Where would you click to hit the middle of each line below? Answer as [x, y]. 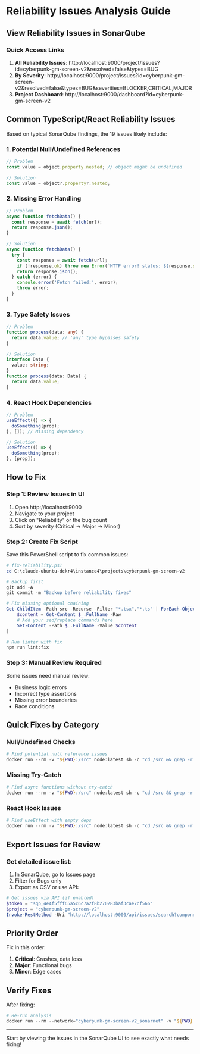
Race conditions [35, 706]
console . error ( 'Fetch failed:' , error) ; [68, 283]
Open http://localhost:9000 [48, 507]
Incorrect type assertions [46, 693]
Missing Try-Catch [34, 775]
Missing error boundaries [46, 700]
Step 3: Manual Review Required [54, 663]
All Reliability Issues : [41, 62]
